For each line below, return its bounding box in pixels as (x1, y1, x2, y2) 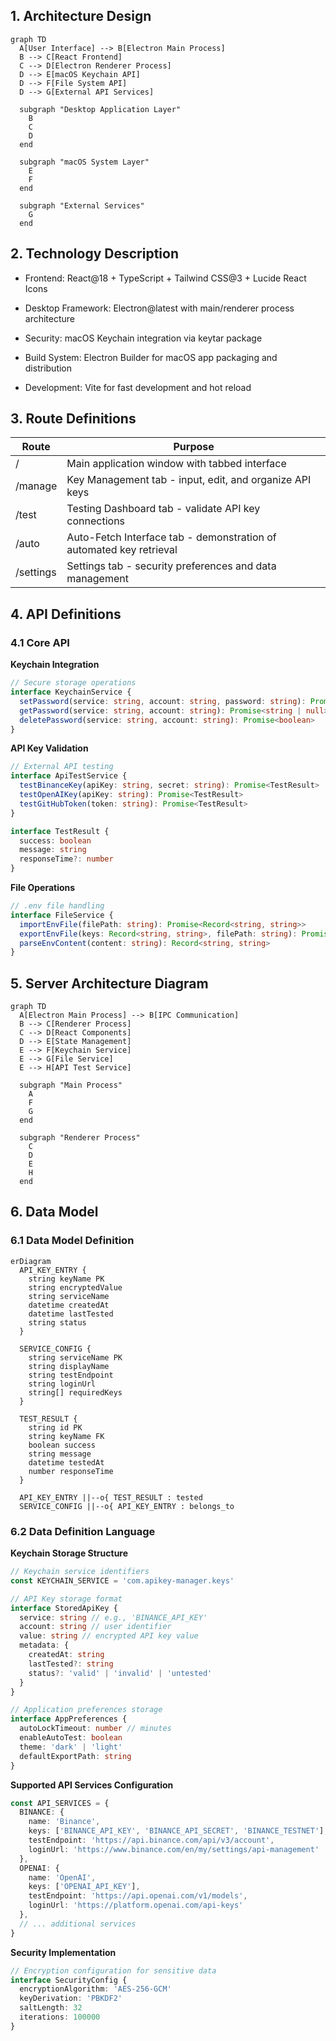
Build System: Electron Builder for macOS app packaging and (24, 351, 278, 363)
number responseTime (28, 1466, 114, 1476)
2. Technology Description (10, 245, 179, 263)
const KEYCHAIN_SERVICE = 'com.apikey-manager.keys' (10, 1575, 235, 1586)
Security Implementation (10, 1946, 117, 1958)
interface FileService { (10, 910, 114, 920)
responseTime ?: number (19, 854, 114, 864)
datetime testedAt (28, 1457, 105, 1468)
